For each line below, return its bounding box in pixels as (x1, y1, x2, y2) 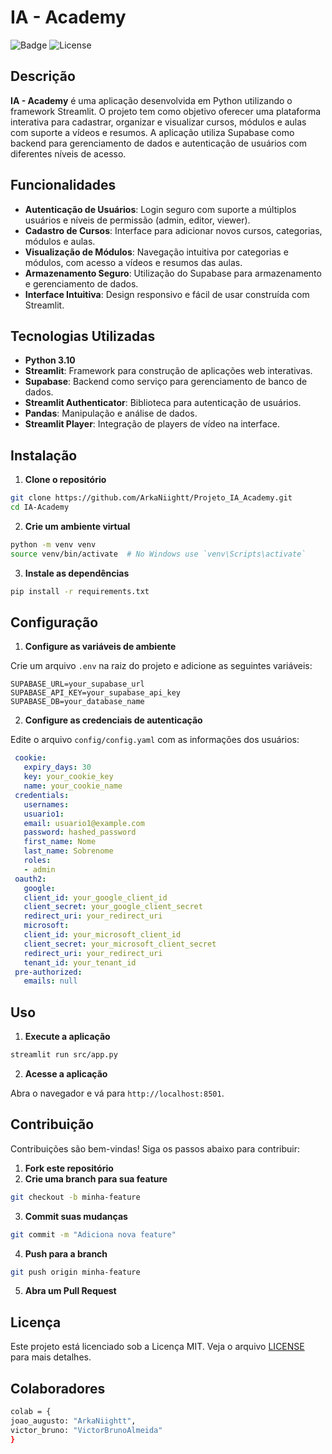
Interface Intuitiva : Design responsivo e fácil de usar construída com (24, 288, 310, 300)
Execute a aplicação (24, 1031, 111, 1043)
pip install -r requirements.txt (10, 586, 150, 596)
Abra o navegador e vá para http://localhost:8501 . (10, 1087, 225, 1099)
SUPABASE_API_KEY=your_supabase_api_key (10, 688, 182, 698)
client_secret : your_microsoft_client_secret (23, 939, 217, 949)
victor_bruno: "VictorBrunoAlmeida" (10, 1425, 163, 1435)
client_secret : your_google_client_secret (23, 902, 203, 912)
